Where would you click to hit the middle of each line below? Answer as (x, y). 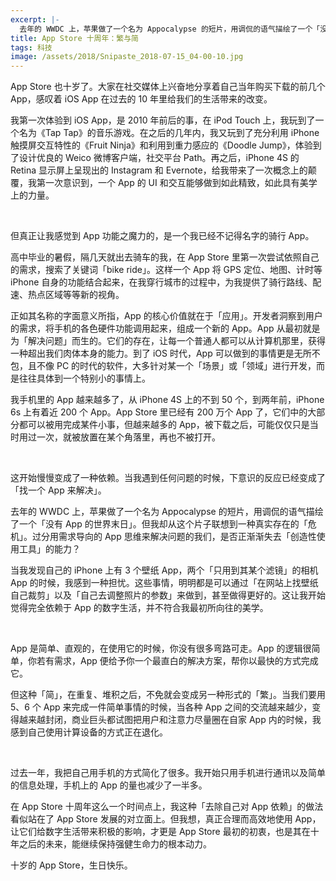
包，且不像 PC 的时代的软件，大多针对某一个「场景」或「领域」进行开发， (163, 366)
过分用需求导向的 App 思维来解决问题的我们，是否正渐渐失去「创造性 (174, 537)
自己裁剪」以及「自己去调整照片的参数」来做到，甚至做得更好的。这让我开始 (168, 595)
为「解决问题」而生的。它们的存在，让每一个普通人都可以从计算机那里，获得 (168, 341)
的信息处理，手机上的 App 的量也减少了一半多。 (109, 785)
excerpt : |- (35, 19)
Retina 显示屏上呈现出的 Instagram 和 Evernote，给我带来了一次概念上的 (159, 170)
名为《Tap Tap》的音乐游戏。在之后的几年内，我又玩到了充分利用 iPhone (169, 133)
